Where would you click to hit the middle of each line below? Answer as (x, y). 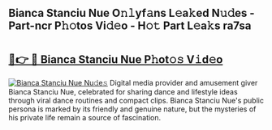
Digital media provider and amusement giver (183, 83)
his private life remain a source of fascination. (85, 117)
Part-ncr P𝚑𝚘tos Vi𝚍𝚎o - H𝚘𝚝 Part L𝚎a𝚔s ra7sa (130, 26)
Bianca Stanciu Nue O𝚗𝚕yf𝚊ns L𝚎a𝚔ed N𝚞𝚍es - (132, 13)
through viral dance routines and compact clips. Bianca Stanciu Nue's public (136, 101)
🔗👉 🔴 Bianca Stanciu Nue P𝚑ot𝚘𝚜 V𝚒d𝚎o (116, 59)
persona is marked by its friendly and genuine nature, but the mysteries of (132, 109)
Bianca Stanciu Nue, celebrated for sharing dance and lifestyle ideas (123, 92)
